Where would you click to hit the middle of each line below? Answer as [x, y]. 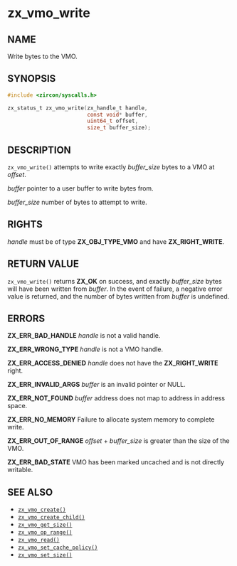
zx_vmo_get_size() [45, 525]
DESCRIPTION [39, 150]
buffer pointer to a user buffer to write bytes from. [81, 188]
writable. [20, 470]
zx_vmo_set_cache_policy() [58, 548]
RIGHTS [25, 224]
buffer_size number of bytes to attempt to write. [77, 202]
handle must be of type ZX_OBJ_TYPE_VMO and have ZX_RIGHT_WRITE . [116, 241]
